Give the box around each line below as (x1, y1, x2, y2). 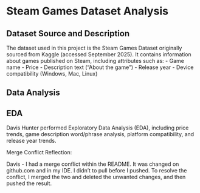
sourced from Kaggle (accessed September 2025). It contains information (6, 51, 191, 58)
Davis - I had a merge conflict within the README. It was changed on (6, 160, 179, 168)
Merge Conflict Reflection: (6, 149, 72, 156)
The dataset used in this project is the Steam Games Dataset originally (6, 44, 182, 51)
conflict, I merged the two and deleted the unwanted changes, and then (6, 174, 186, 181)
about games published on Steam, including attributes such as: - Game (6, 57, 184, 64)
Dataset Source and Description (6, 28, 130, 39)
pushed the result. (6, 180, 52, 187)
